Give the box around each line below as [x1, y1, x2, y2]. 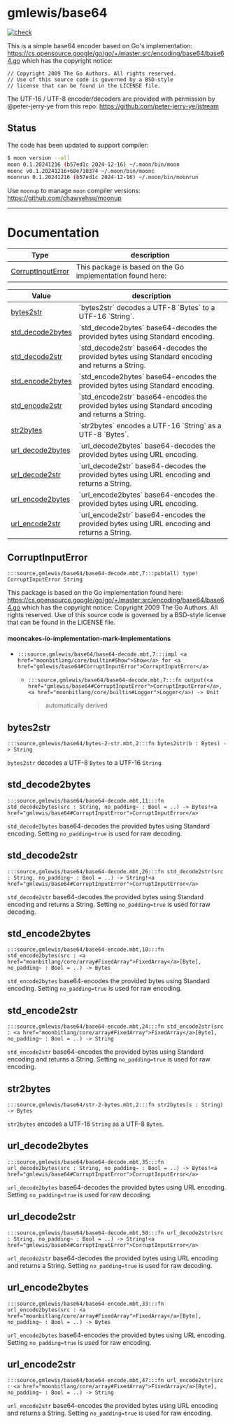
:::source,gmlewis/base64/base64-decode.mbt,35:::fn [7, 1158, 164, 1166]
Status [7, 122, 37, 134]
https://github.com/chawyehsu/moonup [7, 194, 122, 202]
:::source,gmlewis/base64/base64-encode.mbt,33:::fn [7, 1300, 164, 1307]
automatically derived [45, 701, 108, 710]
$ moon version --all [7, 154, 71, 162]
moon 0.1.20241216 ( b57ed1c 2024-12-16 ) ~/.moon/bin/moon [7, 161, 180, 168]
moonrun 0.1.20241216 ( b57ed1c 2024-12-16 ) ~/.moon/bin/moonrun [7, 174, 199, 181]
